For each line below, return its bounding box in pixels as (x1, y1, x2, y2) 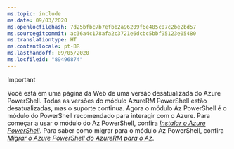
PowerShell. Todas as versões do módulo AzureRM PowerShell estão (7, 96, 207, 105)
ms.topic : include (7, 10, 61, 18)
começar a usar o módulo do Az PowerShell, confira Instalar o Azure (7, 119, 206, 127)
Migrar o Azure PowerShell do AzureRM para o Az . (7, 134, 155, 142)
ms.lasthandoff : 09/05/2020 (7, 50, 90, 57)
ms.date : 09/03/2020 (7, 17, 68, 24)
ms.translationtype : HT (7, 37, 77, 44)
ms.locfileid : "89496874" (7, 56, 83, 63)
